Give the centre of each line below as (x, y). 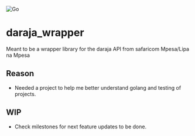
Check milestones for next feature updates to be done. (81, 127)
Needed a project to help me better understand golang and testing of (98, 87)
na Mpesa (18, 55)
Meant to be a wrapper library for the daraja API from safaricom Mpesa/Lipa (97, 49)
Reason (20, 74)
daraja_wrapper (45, 33)
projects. (25, 94)
